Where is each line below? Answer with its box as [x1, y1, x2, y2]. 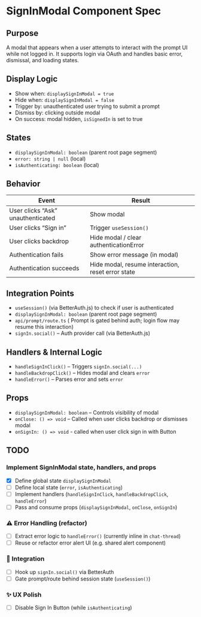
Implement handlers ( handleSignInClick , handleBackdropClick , [14, 490, 169, 498]
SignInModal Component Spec [6, 4, 162, 18]
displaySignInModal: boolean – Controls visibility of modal [14, 409, 159, 416]
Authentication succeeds [9, 264, 80, 273]
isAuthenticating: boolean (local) [14, 161, 100, 168]
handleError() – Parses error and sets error [14, 376, 124, 383]
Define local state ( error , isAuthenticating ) [14, 483, 123, 491]
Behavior [6, 179, 41, 189]
